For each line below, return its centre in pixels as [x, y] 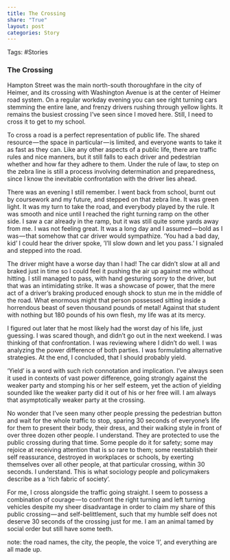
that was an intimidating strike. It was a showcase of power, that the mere [111, 285]
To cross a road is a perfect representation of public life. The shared [104, 135]
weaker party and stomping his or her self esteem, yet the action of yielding [114, 385]
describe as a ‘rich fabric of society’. [59, 479]
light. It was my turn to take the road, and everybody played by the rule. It [111, 206]
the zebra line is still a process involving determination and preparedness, [112, 171]
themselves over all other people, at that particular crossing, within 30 [106, 464]
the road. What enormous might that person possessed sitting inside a [106, 300]
